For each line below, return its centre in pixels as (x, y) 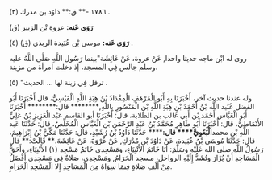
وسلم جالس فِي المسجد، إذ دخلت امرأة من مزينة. (84, 67)
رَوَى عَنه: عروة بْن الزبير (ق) (51, 27)
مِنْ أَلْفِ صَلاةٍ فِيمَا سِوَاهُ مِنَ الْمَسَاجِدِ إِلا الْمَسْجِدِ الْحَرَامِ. (91, 166)
